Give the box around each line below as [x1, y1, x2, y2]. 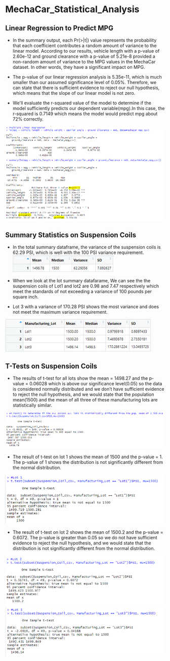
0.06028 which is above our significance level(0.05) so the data [29, 381, 162, 387]
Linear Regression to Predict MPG [5, 24, 114, 32]
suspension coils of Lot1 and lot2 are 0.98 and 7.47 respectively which [12, 283, 159, 289]
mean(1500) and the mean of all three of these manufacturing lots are [12, 397, 158, 403]
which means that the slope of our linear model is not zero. [12, 90, 136, 96]
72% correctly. [12, 116, 44, 122]
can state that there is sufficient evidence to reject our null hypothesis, [12, 85, 160, 91]
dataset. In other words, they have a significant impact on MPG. [12, 64, 145, 70]
